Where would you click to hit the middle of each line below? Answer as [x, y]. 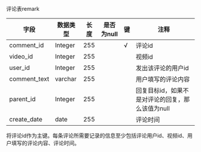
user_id [19, 68]
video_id [21, 57]
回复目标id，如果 [159, 90]
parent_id [22, 99]
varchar [66, 79]
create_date [26, 119]
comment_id [27, 45]
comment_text [29, 79]
